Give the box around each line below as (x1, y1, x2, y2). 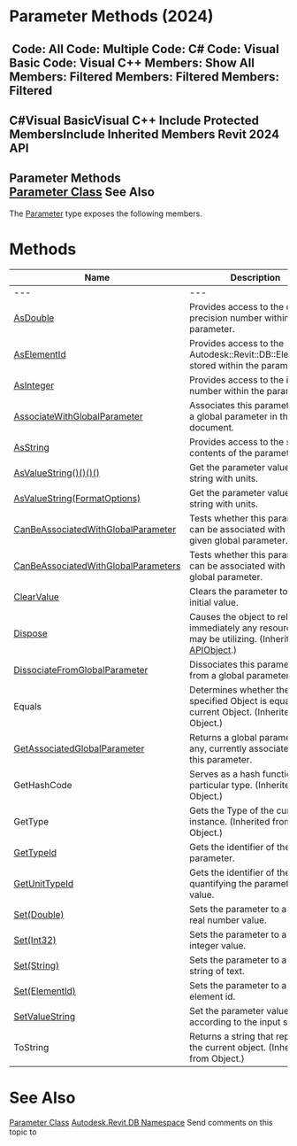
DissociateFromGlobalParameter (13, 663, 148, 676)
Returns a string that (189, 1030, 274, 1042)
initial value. (189, 596, 239, 608)
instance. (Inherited (189, 815, 270, 827)
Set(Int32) (13, 933, 57, 946)
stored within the (189, 359, 259, 371)
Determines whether (189, 684, 274, 696)
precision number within (189, 312, 290, 324)
